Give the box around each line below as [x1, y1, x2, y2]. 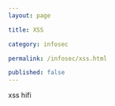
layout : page [8, 11, 51, 20]
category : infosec [8, 40, 69, 48]
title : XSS [8, 25, 44, 34]
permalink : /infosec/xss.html [8, 55, 108, 62]
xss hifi [8, 90, 32, 100]
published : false [8, 69, 65, 77]
